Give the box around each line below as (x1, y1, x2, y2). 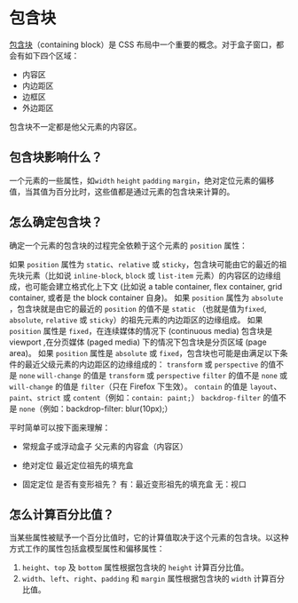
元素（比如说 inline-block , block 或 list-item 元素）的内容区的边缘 (24, 270, 273, 281)
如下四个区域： (24, 50, 80, 60)
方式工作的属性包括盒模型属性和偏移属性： (9, 543, 165, 554)
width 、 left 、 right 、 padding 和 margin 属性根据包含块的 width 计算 (21, 574, 270, 584)
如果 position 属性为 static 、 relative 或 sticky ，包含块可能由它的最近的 (9, 258, 279, 269)
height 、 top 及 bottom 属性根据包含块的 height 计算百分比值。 (21, 562, 249, 573)
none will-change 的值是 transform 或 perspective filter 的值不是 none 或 (19, 369, 288, 380)
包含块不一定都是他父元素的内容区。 (9, 121, 142, 131)
